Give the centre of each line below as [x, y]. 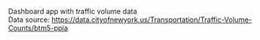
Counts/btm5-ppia [38, 28]
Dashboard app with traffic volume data [73, 11]
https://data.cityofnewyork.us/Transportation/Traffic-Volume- [151, 20]
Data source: [29, 20]
